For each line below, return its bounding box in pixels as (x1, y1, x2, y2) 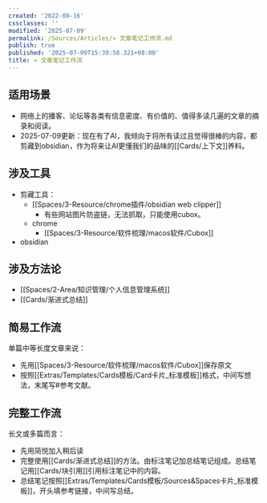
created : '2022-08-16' (8, 11, 84, 20)
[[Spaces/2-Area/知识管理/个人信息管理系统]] (19, 285, 170, 295)
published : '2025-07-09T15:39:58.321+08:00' (8, 49, 160, 57)
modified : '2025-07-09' (8, 26, 88, 34)
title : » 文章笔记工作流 (8, 57, 83, 65)
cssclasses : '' (8, 19, 59, 27)
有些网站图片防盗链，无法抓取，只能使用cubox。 (43, 209, 205, 219)
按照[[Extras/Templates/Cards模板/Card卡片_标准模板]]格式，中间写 (19, 370, 245, 380)
